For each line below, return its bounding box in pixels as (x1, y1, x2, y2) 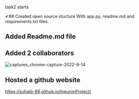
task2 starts (5, 4, 29, 10)
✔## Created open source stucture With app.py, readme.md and (5, 14, 135, 19)
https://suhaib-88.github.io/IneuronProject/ (5, 89, 91, 95)
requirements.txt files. (5, 19, 49, 24)
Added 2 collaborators (5, 49, 74, 57)
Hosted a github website (5, 76, 81, 84)
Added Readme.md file (5, 32, 76, 41)
